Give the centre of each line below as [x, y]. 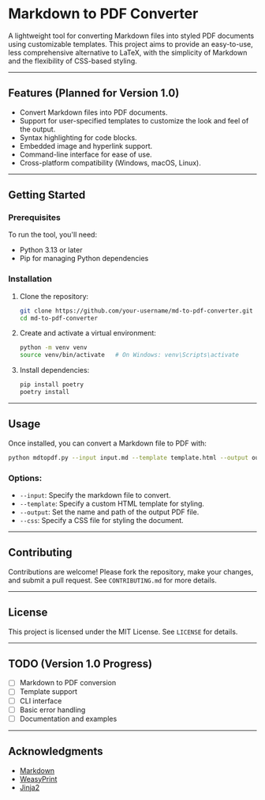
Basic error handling [52, 710]
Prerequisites [34, 218]
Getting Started [47, 195]
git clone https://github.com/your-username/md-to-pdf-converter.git [136, 311]
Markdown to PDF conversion [68, 683]
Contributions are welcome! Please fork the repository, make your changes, [131, 571]
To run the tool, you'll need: [52, 235]
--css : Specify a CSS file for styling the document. [101, 520]
